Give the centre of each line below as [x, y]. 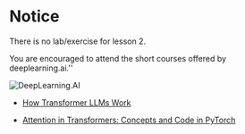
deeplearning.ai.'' [41, 68]
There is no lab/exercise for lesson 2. [77, 41]
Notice [34, 17]
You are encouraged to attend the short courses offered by [118, 58]
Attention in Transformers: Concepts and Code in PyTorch [129, 120]
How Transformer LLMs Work [76, 102]
